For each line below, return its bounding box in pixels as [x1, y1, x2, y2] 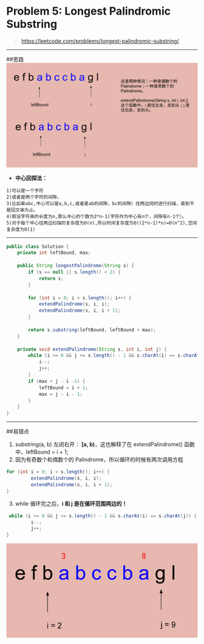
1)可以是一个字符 [6, 187, 44, 194]
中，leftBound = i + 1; [15, 449, 69, 456]
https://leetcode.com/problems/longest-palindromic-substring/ [21, 37, 179, 44]
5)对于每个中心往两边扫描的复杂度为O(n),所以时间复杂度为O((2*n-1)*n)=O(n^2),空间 [6, 220, 197, 226]
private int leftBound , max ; [17, 250, 91, 256]
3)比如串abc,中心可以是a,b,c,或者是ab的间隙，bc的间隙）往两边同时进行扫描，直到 [6, 200, 190, 206]
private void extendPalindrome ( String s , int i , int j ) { [17, 346, 167, 352]
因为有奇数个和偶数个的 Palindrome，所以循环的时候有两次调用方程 [15, 456, 184, 463]
